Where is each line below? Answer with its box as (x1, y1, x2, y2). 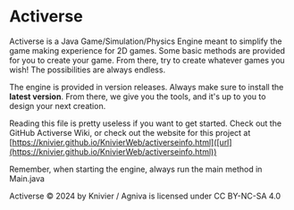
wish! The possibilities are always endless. (9, 64, 166, 75)
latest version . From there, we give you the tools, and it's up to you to (9, 91, 266, 102)
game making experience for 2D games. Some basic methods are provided (9, 45, 286, 55)
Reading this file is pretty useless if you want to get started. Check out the (9, 118, 282, 129)
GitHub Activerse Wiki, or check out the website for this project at (9, 127, 251, 138)
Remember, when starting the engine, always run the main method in (9, 164, 263, 174)
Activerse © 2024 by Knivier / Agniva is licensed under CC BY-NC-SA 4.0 (9, 190, 281, 201)
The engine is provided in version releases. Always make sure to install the (9, 81, 284, 92)
